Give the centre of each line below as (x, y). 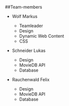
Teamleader (31, 26)
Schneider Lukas (29, 51)
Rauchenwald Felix (31, 80)
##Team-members (24, 7)
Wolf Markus (25, 16)
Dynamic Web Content (41, 36)
